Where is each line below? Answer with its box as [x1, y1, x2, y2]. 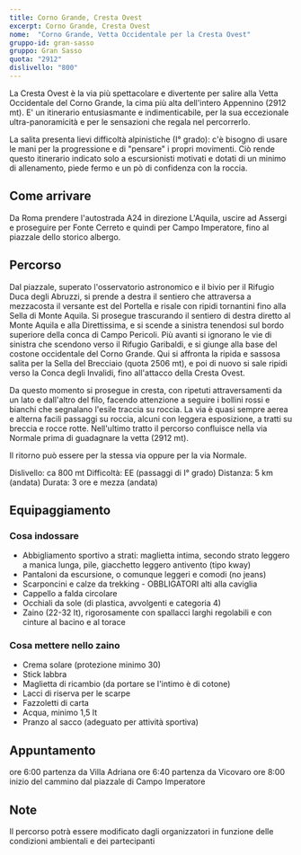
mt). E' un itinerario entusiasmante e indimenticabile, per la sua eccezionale [9, 107, 289, 118]
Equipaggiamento [9, 502, 111, 517]
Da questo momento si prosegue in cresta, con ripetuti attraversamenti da [9, 384, 283, 395]
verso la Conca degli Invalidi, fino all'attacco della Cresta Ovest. [9, 367, 245, 378]
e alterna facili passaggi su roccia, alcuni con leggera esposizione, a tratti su [9, 413, 293, 424]
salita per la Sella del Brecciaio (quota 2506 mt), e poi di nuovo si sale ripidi [9, 357, 288, 368]
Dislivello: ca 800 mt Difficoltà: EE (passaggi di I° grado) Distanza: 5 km [9, 467, 274, 478]
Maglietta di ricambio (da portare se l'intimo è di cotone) [22, 679, 231, 690]
